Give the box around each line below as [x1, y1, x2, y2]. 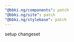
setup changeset [5, 31, 40, 37]
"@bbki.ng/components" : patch [5, 7, 69, 13]
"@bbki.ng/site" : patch [5, 12, 56, 17]
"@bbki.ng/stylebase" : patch [5, 17, 67, 22]
